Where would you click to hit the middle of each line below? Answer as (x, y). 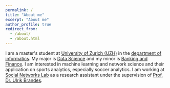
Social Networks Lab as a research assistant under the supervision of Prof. (84, 75)
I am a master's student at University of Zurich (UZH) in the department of (83, 53)
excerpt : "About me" (27, 19)
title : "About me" (25, 15)
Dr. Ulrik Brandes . (24, 80)
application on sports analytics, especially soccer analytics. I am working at (85, 69)
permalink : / (19, 10)
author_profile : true (28, 24)
